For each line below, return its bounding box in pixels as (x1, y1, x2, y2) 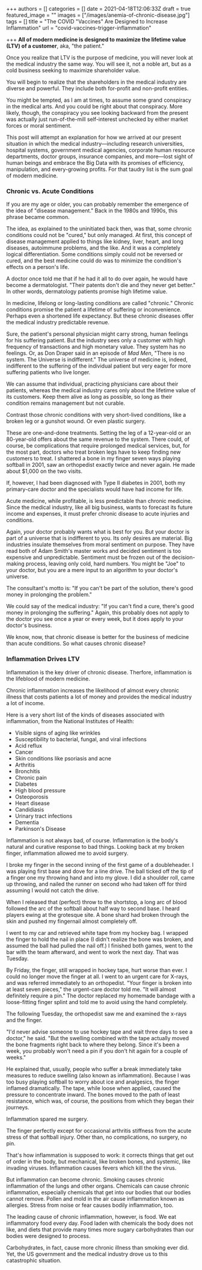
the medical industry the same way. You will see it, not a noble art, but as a (6, 60, 191, 67)
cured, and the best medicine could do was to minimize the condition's (6, 257, 182, 264)
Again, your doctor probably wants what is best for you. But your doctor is (6, 528, 190, 535)
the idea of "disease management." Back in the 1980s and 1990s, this (6, 207, 178, 214)
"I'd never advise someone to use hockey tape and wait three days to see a (6, 1028, 193, 1035)
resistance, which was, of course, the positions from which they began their (6, 1097, 194, 1105)
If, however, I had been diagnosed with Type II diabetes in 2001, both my (6, 479, 185, 487)
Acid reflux (14, 742, 43, 749)
